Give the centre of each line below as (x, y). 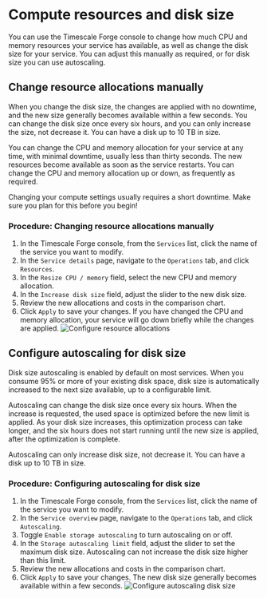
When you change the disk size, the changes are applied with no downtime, (133, 106)
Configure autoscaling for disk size (97, 353)
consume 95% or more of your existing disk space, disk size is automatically (134, 381)
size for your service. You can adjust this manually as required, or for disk (129, 53)
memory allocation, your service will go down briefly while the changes (137, 320)
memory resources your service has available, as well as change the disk (128, 45)
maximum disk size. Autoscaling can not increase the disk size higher (134, 552)
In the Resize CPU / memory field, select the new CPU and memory (128, 278)
